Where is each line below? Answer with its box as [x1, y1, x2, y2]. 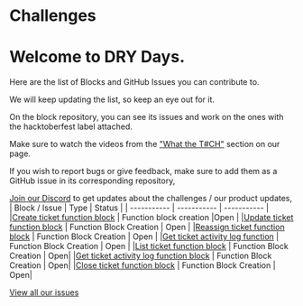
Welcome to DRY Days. [9, 47, 185, 68]
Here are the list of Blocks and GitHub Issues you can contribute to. [9, 77, 260, 88]
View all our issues [9, 287, 79, 298]
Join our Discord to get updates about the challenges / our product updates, [9, 193, 293, 204]
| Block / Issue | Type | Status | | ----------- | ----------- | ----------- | [9, 202, 269, 213]
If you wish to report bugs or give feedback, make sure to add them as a [9, 166, 278, 177]
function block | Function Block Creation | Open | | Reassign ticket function [9, 222, 286, 233]
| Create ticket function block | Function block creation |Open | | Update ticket [9, 212, 294, 223]
